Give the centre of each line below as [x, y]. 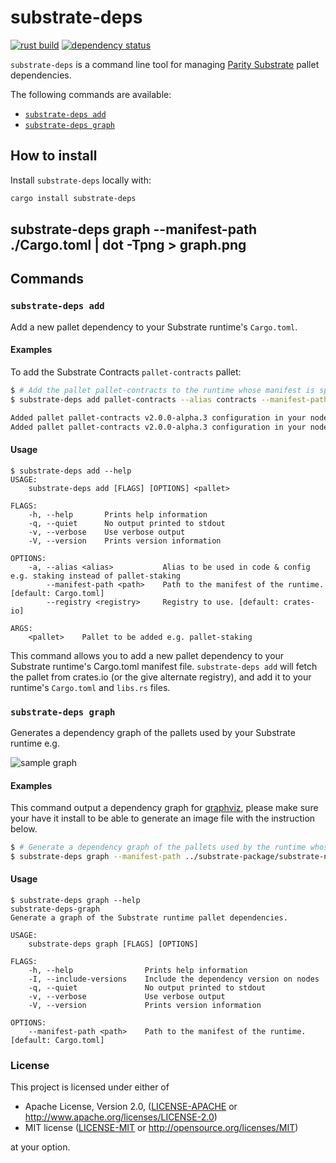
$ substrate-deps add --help [71, 471]
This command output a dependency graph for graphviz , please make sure [164, 808]
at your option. [40, 1147]
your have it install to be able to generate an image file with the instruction [163, 818]
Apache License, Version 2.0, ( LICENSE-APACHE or [131, 1107]
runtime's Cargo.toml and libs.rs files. [90, 687]
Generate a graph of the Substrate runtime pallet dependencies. [149, 918]
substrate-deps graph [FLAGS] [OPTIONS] [113, 944]
